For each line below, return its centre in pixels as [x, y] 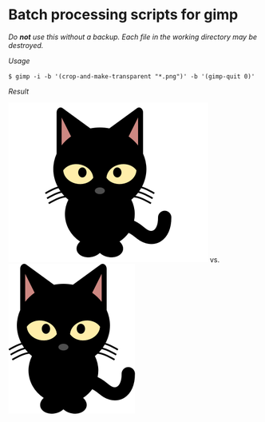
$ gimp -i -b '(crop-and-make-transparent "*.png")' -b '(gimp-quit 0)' [132, 76]
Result [19, 91]
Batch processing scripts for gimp [123, 15]
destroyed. [26, 45]
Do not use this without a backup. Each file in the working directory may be [133, 37]
